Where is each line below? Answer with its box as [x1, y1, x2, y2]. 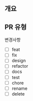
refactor [11, 63, 28, 69]
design [11, 58, 26, 64]
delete [11, 91, 25, 97]
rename [11, 85, 28, 91]
